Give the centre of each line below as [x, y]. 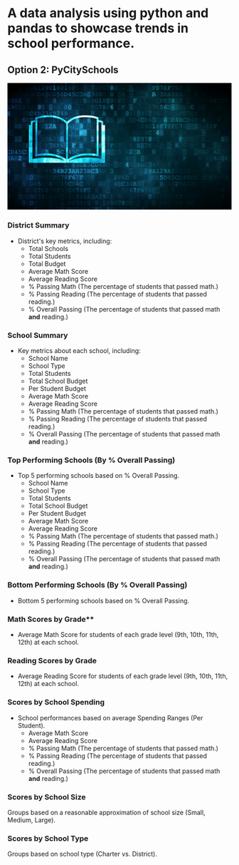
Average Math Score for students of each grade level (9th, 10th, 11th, [118, 634]
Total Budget [47, 263]
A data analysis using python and [108, 13]
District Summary [38, 225]
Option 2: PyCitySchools [63, 70]
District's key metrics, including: [65, 241]
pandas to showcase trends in [98, 28]
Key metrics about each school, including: [79, 351]
